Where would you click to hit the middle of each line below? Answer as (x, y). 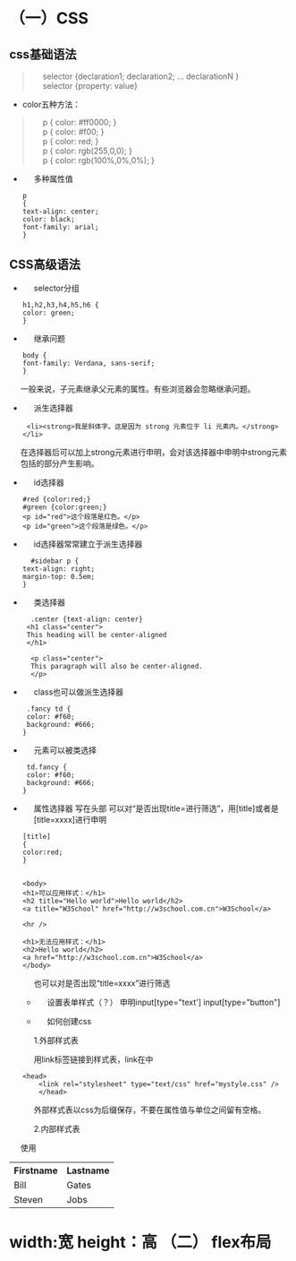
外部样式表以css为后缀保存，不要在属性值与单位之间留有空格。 (150, 1110)
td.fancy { (47, 767)
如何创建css (69, 1021)
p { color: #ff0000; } (80, 122)
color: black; (48, 220)
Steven (28, 1199)
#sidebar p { (55, 561)
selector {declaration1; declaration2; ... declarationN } (141, 76)
